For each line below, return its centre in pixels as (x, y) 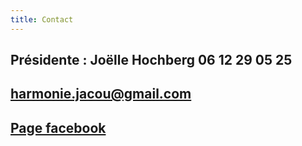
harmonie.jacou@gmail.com (101, 94)
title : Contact (42, 19)
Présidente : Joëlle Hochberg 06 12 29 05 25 (151, 60)
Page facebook (58, 127)
